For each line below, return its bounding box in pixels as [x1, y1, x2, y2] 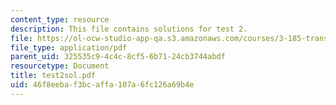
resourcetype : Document [10, 61, 110, 71]
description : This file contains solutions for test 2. [10, 24, 248, 34]
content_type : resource [10, 14, 110, 25]
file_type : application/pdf [10, 42, 128, 53]
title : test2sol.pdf [10, 71, 97, 81]
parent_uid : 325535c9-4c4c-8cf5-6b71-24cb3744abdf [10, 52, 226, 62]
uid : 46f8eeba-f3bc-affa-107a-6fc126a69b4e [10, 80, 195, 90]
